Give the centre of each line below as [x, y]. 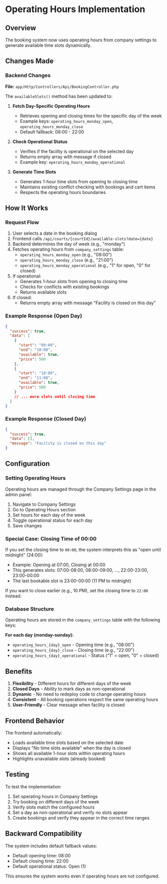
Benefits [19, 671]
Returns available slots [43, 292]
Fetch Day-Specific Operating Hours [51, 106]
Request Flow [22, 222]
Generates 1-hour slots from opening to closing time [74, 282]
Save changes [27, 525]
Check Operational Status [40, 142]
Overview [21, 28]
